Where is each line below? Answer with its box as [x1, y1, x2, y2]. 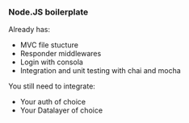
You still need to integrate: [8, 81, 95, 91]
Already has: [8, 25, 51, 35]
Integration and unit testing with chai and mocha [19, 66, 182, 76]
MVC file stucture [19, 40, 79, 50]
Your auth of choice [19, 97, 86, 107]
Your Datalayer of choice [19, 105, 103, 115]
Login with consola [19, 57, 83, 67]
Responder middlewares [19, 49, 102, 59]
